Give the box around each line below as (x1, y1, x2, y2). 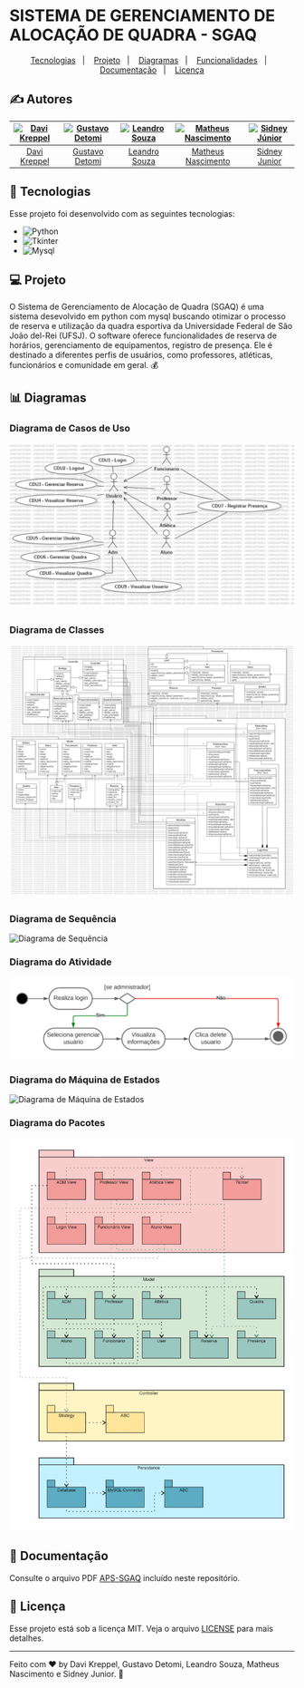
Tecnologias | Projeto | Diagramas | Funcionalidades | (30, 54, 268, 65)
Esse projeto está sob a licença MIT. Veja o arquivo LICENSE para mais (9, 1623, 274, 1634)
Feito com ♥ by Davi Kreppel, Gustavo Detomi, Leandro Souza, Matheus (9, 1658, 280, 1669)
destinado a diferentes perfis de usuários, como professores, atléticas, (9, 349, 273, 360)
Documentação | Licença (99, 64, 205, 75)
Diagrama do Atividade (9, 956, 112, 968)
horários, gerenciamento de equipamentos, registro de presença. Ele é (9, 339, 273, 350)
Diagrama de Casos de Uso (9, 422, 131, 434)
